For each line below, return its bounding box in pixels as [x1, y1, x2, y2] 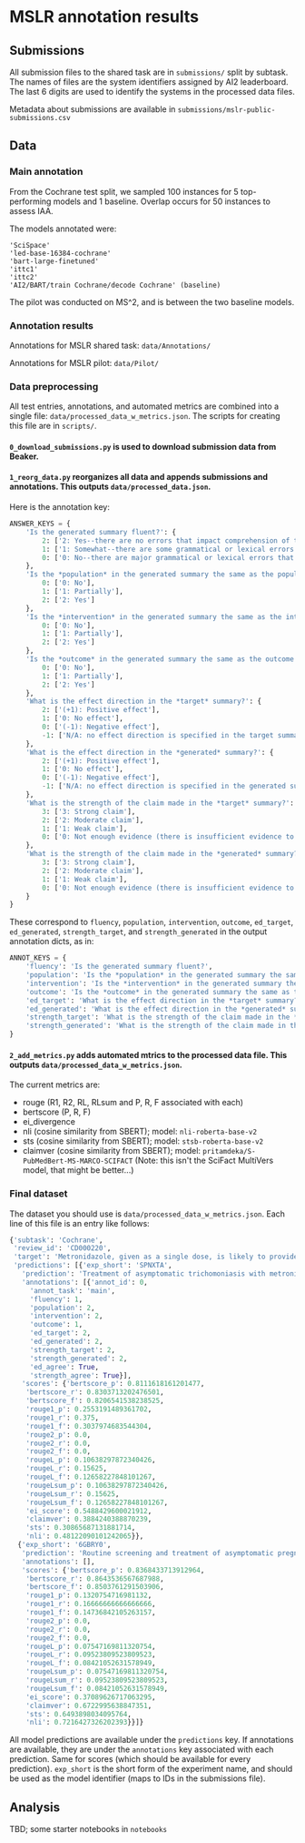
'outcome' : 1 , [29, 1320, 84, 1329]
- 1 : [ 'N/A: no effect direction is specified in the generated [42, 781, 286, 791]
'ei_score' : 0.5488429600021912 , [25, 1506, 152, 1515]
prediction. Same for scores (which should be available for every [9, 1754, 251, 1765]
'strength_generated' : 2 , [29, 1354, 128, 1363]
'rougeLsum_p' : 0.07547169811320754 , [25, 1667, 169, 1676]
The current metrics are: [9, 1079, 101, 1090]
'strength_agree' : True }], [29, 1370, 132, 1380]
